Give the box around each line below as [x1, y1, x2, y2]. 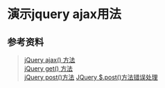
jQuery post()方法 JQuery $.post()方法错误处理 [24, 73, 158, 81]
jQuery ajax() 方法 [24, 56, 76, 64]
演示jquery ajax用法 [7, 6, 122, 22]
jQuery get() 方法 [24, 64, 73, 73]
